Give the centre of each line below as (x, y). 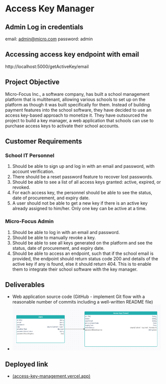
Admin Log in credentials (44, 27)
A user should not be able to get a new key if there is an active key (80, 203)
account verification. (33, 171)
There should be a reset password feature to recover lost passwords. (83, 177)
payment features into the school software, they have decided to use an (78, 110)
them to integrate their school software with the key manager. (75, 269)
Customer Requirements (44, 141)
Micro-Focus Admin (29, 222)
